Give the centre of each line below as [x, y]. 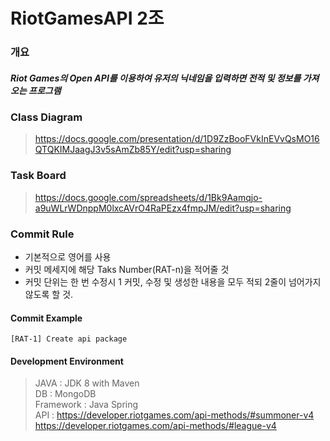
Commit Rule [42, 234]
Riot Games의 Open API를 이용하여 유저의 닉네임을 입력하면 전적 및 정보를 [156, 78]
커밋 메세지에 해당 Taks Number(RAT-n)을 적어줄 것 [127, 270]
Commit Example [46, 318]
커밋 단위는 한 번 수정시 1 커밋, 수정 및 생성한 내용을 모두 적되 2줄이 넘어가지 [173, 282]
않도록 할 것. [49, 295]
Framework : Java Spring [86, 405]
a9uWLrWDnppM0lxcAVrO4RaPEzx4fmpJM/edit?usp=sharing [163, 208]
